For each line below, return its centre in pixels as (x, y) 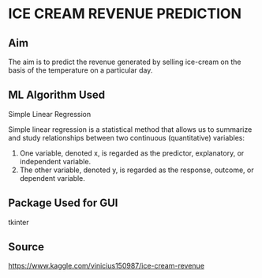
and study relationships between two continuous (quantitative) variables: (127, 137)
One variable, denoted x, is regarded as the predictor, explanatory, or (132, 153)
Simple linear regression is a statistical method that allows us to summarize (130, 129)
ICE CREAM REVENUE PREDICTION (125, 14)
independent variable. (55, 161)
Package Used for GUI (63, 203)
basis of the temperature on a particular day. (80, 70)
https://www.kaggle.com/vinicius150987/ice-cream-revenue (107, 266)
